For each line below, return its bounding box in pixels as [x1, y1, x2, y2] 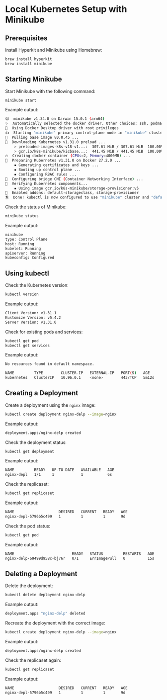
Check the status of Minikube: [5, 204, 67, 210]
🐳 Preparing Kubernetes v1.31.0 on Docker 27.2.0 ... [5, 158, 121, 163]
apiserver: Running [5, 251, 46, 256]
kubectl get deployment [5, 449, 55, 454]
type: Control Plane [5, 237, 48, 242]
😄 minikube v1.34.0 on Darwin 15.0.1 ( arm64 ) [5, 116, 105, 121]
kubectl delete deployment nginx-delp [5, 593, 85, 598]
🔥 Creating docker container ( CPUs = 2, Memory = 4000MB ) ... [5, 153, 131, 159]
